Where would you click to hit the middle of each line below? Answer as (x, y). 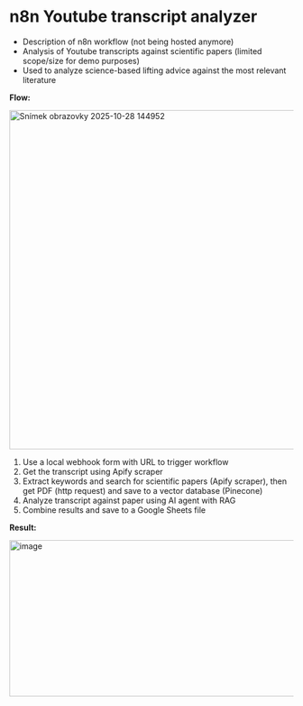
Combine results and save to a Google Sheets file (114, 510)
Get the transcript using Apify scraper (93, 471)
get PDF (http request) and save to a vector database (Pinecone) (142, 490)
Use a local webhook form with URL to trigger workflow (125, 461)
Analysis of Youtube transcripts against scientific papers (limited (142, 51)
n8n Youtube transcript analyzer (133, 17)
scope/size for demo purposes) (81, 60)
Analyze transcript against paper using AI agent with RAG (129, 500)
